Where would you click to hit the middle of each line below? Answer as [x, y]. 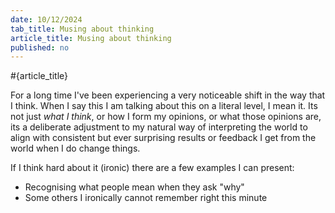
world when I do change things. [75, 148]
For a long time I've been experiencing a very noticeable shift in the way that [168, 95]
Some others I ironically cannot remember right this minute [146, 198]
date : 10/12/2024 [46, 19]
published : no [40, 47]
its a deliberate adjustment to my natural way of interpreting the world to [159, 127]
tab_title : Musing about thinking [82, 29]
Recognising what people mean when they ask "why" [134, 187]
